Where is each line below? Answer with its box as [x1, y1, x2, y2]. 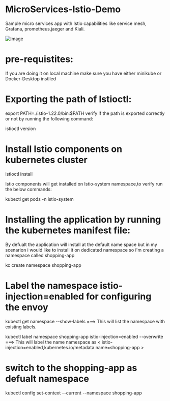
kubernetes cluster [5, 154, 88, 166]
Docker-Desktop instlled [5, 75, 56, 82]
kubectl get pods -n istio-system [5, 196, 74, 202]
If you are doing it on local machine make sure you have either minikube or [5, 70, 162, 76]
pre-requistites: [5, 53, 74, 65]
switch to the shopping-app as [5, 362, 137, 374]
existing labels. [5, 324, 37, 330]
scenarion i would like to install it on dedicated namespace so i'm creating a [5, 246, 164, 253]
